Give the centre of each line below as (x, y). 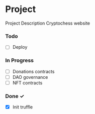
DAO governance (30, 77)
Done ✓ (15, 96)
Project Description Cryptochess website (48, 23)
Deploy (20, 47)
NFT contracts (27, 83)
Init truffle (23, 107)
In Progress (20, 60)
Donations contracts (33, 71)
